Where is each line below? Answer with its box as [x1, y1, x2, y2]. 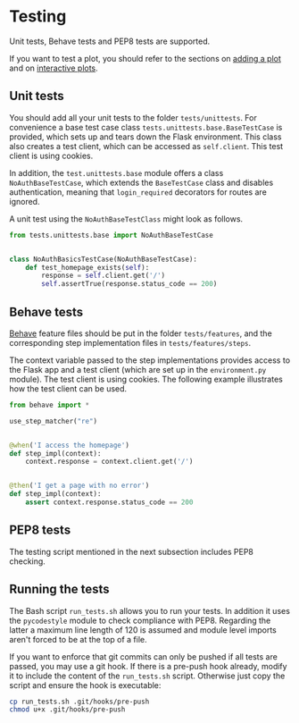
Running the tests [9, 582, 110, 597]
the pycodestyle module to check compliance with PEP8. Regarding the [9, 615, 271, 626]
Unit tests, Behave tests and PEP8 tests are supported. [9, 36, 211, 46]
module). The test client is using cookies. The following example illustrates [9, 374, 283, 384]
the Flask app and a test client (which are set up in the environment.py [9, 364, 267, 374]
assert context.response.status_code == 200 [25, 498, 194, 507]
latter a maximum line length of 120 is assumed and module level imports [9, 624, 277, 635]
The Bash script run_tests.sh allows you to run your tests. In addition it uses [9, 605, 290, 616]
